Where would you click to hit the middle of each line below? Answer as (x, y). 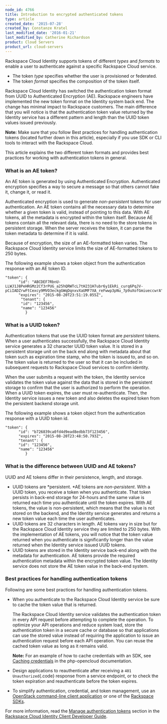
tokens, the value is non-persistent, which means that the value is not (83, 508)
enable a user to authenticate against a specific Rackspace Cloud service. (81, 66)
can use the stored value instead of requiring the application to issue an (86, 635)
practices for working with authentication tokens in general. (66, 158)
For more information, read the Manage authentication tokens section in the (83, 711)
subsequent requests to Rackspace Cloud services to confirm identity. (77, 367)
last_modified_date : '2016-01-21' (41, 33)
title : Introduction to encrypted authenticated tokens (64, 14)
